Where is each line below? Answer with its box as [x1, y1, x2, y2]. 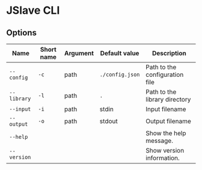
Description [152, 49, 186, 57]
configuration [145, 70, 184, 79]
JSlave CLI [6, 4, 60, 17]
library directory [145, 96, 191, 103]
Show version [145, 147, 185, 154]
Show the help [145, 129, 186, 137]
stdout [99, 117, 118, 125]
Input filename [145, 105, 186, 113]
